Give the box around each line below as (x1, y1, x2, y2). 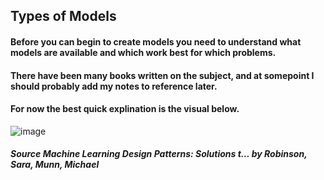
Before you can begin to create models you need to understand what (10, 35, 302, 48)
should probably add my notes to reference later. (10, 80, 218, 92)
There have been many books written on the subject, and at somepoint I (10, 69, 315, 81)
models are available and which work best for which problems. (10, 46, 277, 58)
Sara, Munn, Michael (10, 159, 100, 171)
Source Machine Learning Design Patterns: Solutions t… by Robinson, (10, 148, 308, 160)
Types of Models (10, 8, 117, 25)
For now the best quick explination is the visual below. (10, 103, 240, 115)
